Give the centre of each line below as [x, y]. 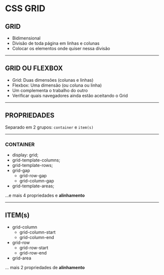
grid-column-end [37, 237]
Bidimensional [26, 38]
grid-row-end [33, 253]
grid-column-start [37, 232]
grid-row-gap [33, 175]
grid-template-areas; [33, 186]
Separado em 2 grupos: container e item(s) [49, 127]
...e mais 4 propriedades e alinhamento [45, 195]
